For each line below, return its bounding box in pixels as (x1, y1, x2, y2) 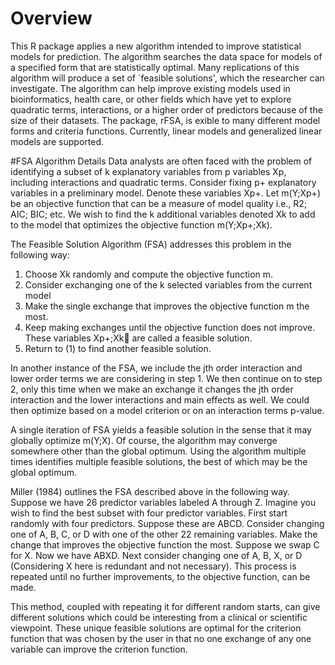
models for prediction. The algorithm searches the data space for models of (10, 50, 323, 62)
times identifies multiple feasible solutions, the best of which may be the (10, 455, 308, 467)
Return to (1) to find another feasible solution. (24, 342, 212, 354)
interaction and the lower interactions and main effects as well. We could (10, 393, 310, 406)
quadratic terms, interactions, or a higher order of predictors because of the (10, 103, 323, 116)
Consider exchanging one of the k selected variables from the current (24, 278, 313, 291)
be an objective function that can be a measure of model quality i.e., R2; (10, 197, 308, 209)
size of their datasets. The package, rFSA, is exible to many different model (10, 114, 321, 126)
